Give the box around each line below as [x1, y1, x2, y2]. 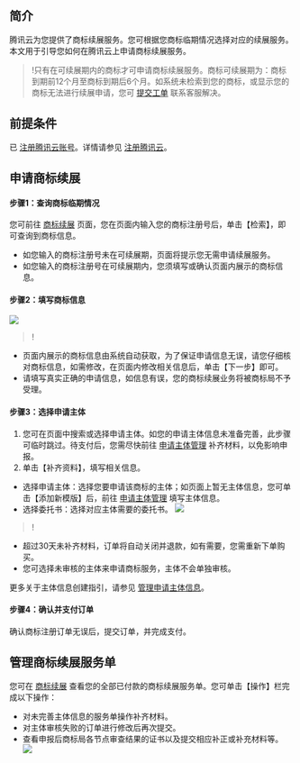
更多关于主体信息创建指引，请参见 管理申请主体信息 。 [9, 582, 209, 593]
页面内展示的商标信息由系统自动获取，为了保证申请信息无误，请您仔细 [22, 350, 284, 361]
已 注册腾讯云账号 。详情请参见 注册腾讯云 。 [9, 141, 172, 152]
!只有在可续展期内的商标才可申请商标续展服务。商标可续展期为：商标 [31, 64, 286, 75]
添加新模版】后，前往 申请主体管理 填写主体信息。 [38, 492, 225, 503]
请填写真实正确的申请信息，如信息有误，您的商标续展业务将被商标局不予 [22, 373, 291, 384]
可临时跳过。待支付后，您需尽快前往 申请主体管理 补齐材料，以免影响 [22, 440, 280, 450]
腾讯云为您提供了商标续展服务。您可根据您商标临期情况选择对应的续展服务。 [9, 34, 294, 45]
